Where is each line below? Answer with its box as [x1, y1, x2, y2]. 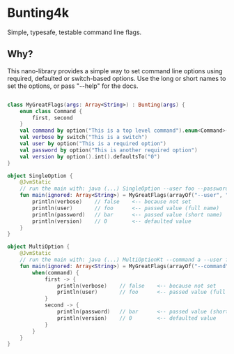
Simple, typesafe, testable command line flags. [7, 28, 142, 36]
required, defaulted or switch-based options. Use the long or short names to [7, 74, 226, 82]
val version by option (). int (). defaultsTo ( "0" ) [19, 153, 160, 160]
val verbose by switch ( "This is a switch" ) [19, 134, 148, 141]
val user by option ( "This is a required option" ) [19, 140, 167, 147]
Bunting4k [7, 5, 70, 21]
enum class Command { [19, 108, 82, 115]
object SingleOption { [7, 172, 73, 179]
